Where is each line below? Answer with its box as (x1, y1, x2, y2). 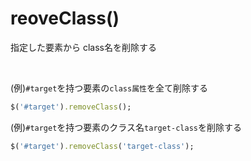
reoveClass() (10, 7, 120, 30)
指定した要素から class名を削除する (10, 41, 157, 53)
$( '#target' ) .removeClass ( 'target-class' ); (10, 141, 195, 151)
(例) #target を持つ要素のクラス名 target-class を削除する (10, 121, 242, 133)
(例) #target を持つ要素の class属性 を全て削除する (10, 82, 208, 94)
